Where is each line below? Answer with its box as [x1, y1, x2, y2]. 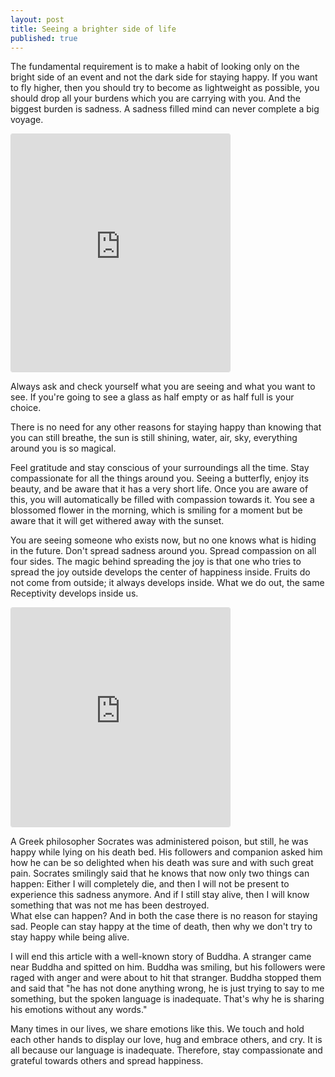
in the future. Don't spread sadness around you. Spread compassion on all [10, 545, 317, 557]
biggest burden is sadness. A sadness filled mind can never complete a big [10, 103, 320, 115]
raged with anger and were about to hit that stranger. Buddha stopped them [10, 972, 322, 984]
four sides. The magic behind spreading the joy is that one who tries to [10, 556, 302, 568]
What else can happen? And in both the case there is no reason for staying [10, 910, 318, 922]
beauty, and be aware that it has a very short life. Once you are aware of [10, 483, 309, 495]
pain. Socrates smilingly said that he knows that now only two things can [10, 867, 310, 880]
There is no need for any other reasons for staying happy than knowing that [10, 421, 322, 433]
